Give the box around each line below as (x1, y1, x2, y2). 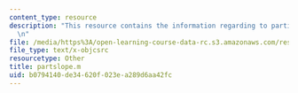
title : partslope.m (9, 63, 82, 72)
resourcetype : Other (9, 54, 86, 63)
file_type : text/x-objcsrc (9, 46, 109, 55)
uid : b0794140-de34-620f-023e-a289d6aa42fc (9, 71, 173, 80)
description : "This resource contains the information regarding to (9, 21, 268, 30)
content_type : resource (9, 12, 98, 22)
